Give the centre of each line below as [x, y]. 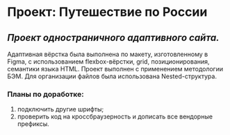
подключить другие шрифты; [60, 109]
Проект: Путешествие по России [107, 12]
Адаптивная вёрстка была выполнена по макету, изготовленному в [108, 54]
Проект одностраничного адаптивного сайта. [114, 38]
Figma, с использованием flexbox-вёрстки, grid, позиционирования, [108, 62]
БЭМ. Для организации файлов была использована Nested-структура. [112, 76]
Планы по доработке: [46, 94]
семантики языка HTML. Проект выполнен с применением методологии [115, 69]
